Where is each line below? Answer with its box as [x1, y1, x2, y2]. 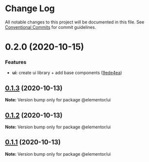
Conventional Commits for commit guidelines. [5, 24, 96, 30]
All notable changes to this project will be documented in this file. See [5, 19, 145, 25]
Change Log [5, 3, 55, 14]
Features [5, 59, 27, 66]
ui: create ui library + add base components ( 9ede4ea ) [12, 70, 122, 76]
